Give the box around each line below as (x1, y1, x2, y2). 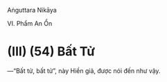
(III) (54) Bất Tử (7, 44, 96, 60)
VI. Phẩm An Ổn (7, 19, 53, 27)
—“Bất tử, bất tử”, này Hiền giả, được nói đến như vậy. (7, 66, 161, 75)
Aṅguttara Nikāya (7, 6, 57, 14)
